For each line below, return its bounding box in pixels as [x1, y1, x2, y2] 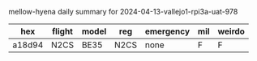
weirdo [217, 26, 246, 37]
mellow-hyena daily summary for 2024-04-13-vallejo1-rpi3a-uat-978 [8, 7, 238, 16]
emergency [144, 26, 191, 37]
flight [51, 26, 73, 37]
